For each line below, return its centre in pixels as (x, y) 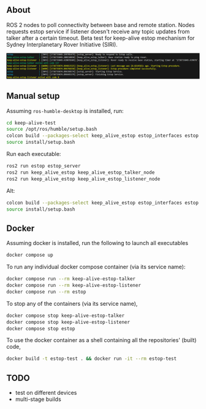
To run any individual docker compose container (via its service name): (96, 267)
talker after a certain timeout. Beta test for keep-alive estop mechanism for (101, 38)
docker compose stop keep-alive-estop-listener (68, 322)
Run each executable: (34, 154)
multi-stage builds (38, 399)
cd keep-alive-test (31, 123)
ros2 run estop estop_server (44, 166)
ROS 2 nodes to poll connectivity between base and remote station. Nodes (101, 25)
